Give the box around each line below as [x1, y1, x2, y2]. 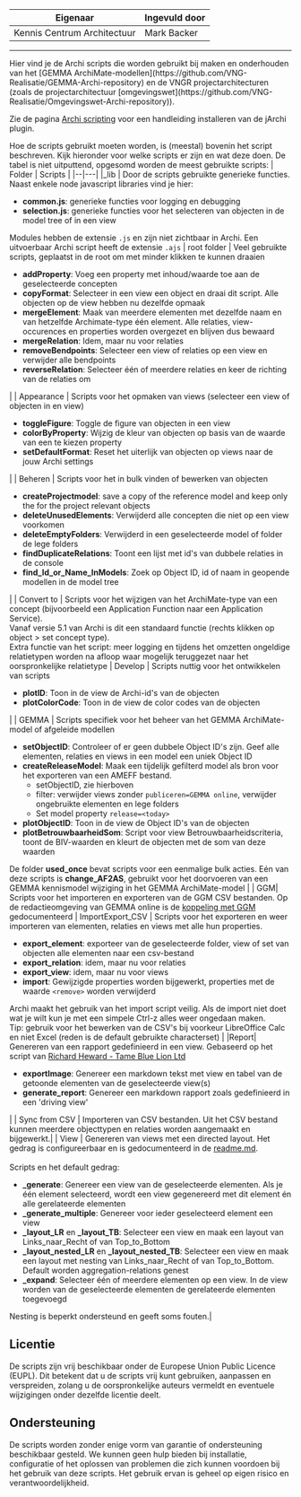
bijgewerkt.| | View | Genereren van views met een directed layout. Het [9, 1134, 271, 1144]
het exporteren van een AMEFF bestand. [21, 770, 172, 780]
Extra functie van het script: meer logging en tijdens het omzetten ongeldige [9, 641, 291, 652]
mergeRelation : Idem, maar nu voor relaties [21, 335, 184, 346]
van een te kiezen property [21, 437, 123, 448]
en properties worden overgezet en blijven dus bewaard [68, 326, 275, 336]
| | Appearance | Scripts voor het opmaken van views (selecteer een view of [9, 391, 290, 402]
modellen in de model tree [21, 577, 119, 587]
